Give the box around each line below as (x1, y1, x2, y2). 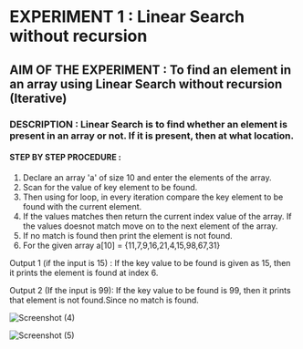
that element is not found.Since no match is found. (9, 294, 199, 305)
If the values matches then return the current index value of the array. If (22, 210, 292, 221)
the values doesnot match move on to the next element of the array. (22, 221, 278, 231)
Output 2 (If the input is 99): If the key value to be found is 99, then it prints (9, 284, 291, 295)
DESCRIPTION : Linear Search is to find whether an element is (9, 118, 287, 130)
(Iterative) (9, 90, 68, 106)
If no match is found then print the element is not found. (22, 230, 233, 241)
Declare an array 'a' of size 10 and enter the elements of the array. (22, 171, 272, 183)
